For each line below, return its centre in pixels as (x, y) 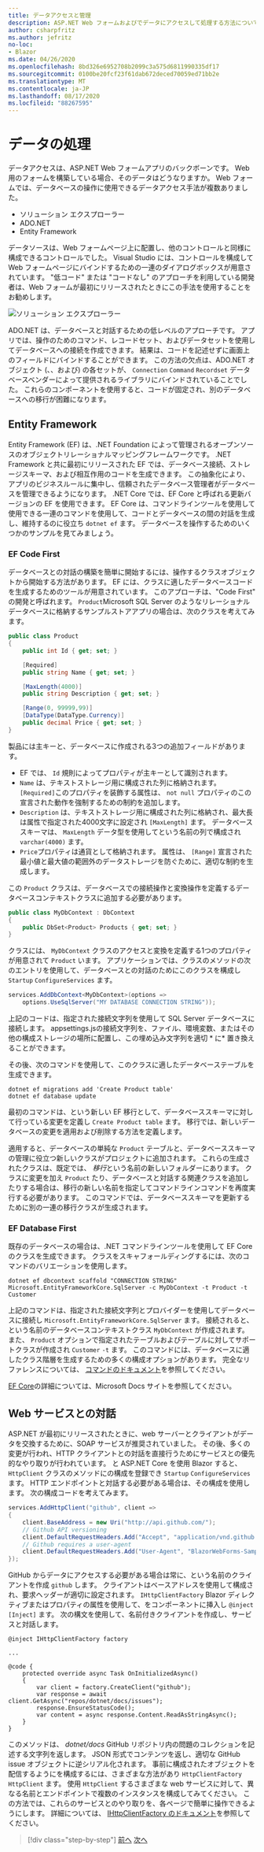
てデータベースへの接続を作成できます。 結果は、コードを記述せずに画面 (126, 350)
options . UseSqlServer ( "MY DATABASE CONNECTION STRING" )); (119, 1002)
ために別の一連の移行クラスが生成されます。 (80, 1208)
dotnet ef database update (52, 1096)
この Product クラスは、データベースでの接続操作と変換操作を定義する (122, 887)
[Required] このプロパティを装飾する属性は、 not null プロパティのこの (135, 792)
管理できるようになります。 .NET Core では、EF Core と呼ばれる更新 (133, 494)
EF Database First (42, 1228)
